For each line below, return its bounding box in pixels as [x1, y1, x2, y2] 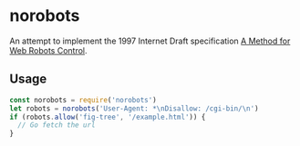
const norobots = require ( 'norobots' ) [9, 95, 157, 104]
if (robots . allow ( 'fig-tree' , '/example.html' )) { [9, 112, 206, 122]
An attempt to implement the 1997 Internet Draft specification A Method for [9, 35, 291, 46]
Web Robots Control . [9, 44, 88, 55]
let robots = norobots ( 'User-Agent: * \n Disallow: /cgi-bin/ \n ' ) [9, 103, 259, 113]
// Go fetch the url [17, 121, 96, 130]
